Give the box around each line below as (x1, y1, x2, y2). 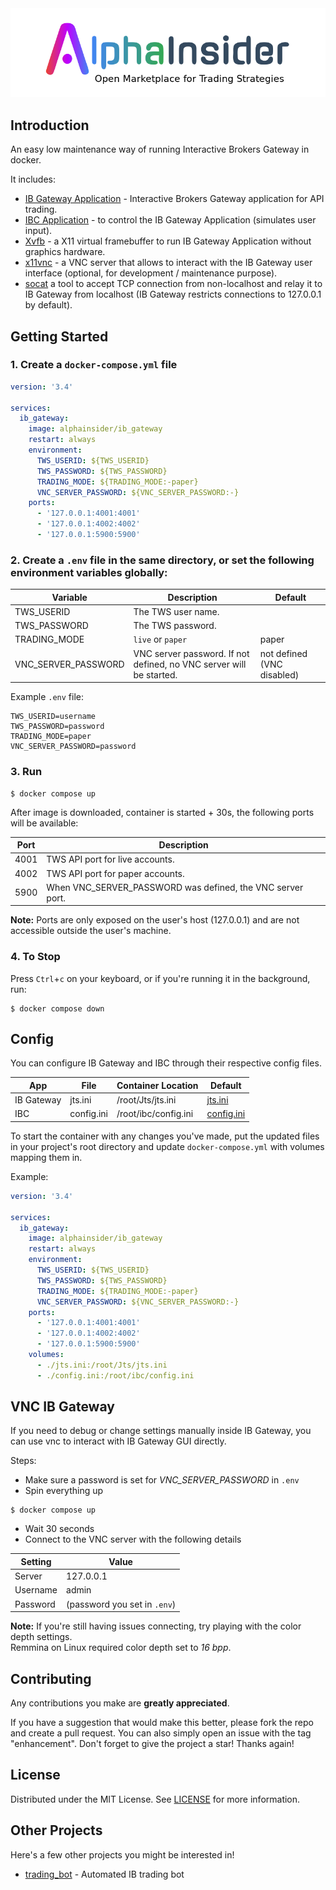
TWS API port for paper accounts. (46, 867, 185, 879)
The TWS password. (133, 620, 217, 632)
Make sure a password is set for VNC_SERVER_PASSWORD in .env (24, 1474, 300, 1486)
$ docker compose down (10, 1003, 105, 1014)
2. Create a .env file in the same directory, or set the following (10, 553, 315, 567)
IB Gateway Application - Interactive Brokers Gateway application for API (24, 193, 325, 205)
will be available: (10, 817, 79, 829)
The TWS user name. (133, 605, 220, 617)
